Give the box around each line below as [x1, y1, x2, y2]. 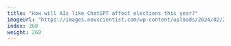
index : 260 [7, 22, 38, 29]
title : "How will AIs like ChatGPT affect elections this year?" [7, 9, 198, 17]
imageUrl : [7, 16, 36, 23]
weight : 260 [7, 28, 41, 36]
